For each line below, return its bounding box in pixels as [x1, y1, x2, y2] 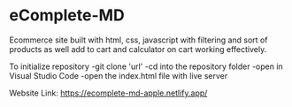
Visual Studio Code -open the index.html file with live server [9, 70, 228, 80]
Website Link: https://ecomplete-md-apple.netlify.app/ [9, 88, 208, 98]
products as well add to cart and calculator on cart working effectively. [9, 43, 267, 54]
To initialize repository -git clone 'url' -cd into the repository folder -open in [9, 61, 283, 72]
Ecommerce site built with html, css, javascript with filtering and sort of [9, 34, 268, 45]
